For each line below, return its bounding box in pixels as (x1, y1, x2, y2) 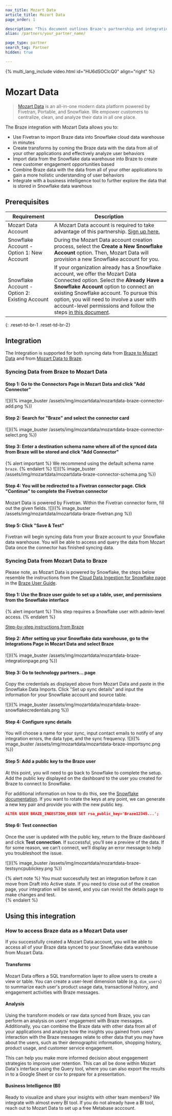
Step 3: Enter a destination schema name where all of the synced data (5, 443, 157, 449)
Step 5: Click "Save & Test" (5, 522, 64, 528)
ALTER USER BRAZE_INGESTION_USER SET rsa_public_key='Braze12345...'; (5, 811, 159, 817)
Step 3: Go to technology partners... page (5, 669, 96, 676)
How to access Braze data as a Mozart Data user (5, 927, 128, 934)
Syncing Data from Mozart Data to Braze (5, 557, 107, 565)
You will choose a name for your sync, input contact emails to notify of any (5, 730, 163, 736)
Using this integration (5, 912, 76, 920)
